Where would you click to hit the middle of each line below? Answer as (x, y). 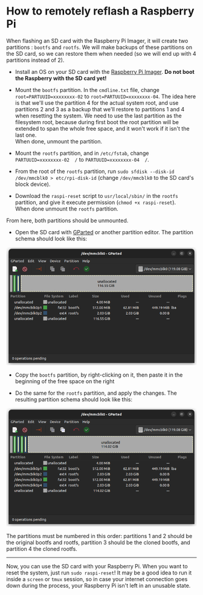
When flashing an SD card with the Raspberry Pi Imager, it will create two (97, 41)
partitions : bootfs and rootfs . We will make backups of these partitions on (99, 47)
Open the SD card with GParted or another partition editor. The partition (104, 232)
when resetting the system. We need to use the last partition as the (98, 116)
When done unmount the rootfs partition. (67, 209)
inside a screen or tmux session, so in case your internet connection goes (97, 579)
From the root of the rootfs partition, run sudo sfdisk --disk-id (95, 171)
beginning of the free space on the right (65, 381)
